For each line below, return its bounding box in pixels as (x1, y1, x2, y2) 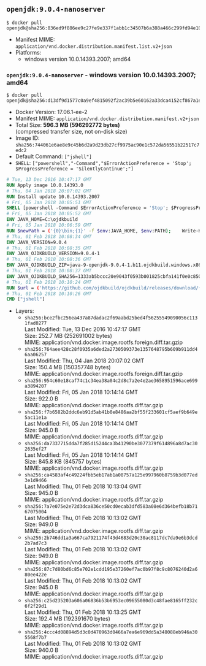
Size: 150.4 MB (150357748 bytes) (24, 364, 112, 371)
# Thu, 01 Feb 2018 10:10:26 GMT (6, 291, 92, 297)
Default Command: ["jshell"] (15, 153, 92, 160)
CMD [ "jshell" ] (6, 296, 45, 302)
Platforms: (15, 48, 42, 56)
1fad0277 (24, 320, 47, 327)
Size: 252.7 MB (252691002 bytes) (24, 332, 112, 340)
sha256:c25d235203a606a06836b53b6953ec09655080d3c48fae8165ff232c (24, 598, 198, 604)
